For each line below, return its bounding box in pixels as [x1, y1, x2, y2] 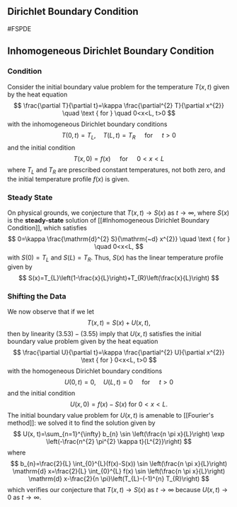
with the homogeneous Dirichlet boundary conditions [7, 367, 163, 375]
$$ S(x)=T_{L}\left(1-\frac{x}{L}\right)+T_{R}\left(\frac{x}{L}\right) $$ [18, 274, 219, 282]
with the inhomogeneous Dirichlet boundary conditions [7, 120, 168, 128]
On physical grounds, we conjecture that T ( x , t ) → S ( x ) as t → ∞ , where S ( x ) [7, 208, 230, 217]
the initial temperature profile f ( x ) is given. [7, 175, 129, 184]
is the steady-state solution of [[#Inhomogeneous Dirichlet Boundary [7, 216, 210, 225]
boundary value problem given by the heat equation [7, 337, 158, 346]
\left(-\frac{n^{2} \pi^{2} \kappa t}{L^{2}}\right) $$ [45, 438, 192, 446]
